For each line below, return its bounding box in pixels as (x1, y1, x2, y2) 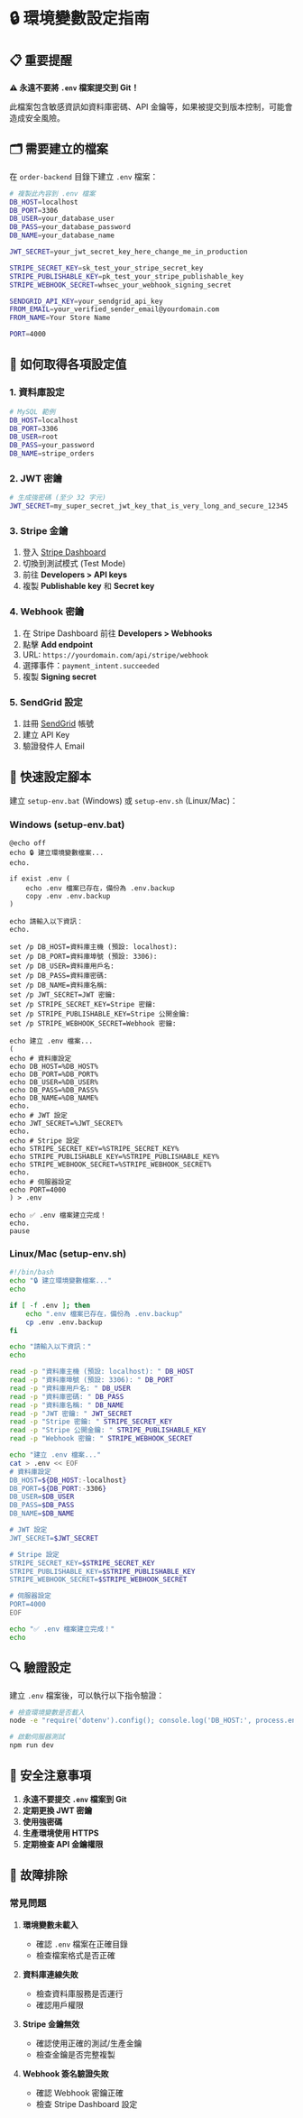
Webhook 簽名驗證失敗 (22, 2067, 110, 2079)
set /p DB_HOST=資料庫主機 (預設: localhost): (9, 943, 178, 952)
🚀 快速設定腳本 (9, 769, 92, 785)
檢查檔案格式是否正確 (35, 1949, 115, 1960)
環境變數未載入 (22, 1919, 78, 1930)
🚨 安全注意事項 (9, 1768, 92, 1783)
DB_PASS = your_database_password (9, 223, 131, 232)
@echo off (9, 839, 47, 848)
